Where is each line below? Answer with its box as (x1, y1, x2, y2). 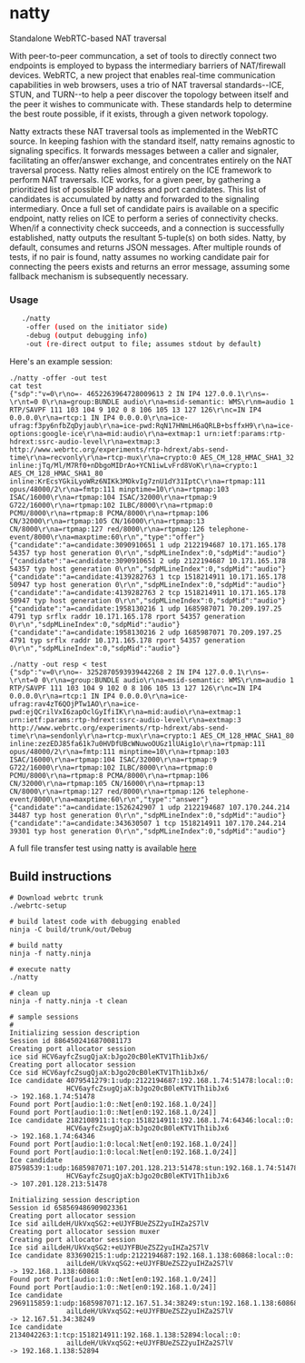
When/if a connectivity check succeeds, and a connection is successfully (9, 222, 285, 234)
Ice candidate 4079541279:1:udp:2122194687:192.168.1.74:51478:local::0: (9, 1076, 295, 1085)
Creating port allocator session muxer (9, 1227, 161, 1236)
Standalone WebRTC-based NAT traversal (9, 33, 167, 44)
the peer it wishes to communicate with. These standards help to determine (9, 98, 292, 109)
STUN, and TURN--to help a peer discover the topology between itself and (9, 89, 289, 100)
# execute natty (9, 964, 71, 974)
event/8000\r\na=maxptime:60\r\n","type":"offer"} (9, 532, 205, 542)
